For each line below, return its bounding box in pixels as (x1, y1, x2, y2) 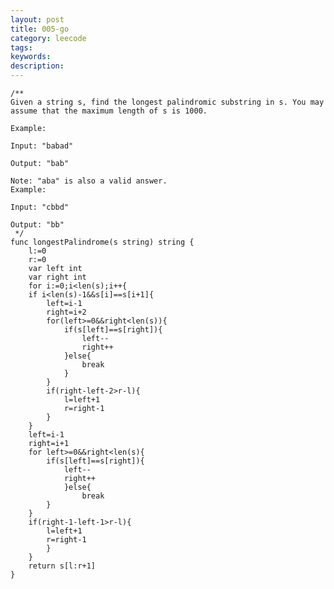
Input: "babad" (10, 141, 74, 151)
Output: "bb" (10, 220, 65, 230)
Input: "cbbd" (10, 202, 70, 212)
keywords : (10, 52, 52, 62)
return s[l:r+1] (28, 561, 97, 571)
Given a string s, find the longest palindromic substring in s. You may (10, 97, 325, 107)
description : (10, 61, 65, 71)
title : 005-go (10, 24, 70, 34)
